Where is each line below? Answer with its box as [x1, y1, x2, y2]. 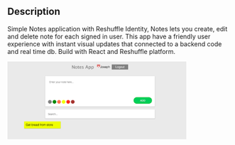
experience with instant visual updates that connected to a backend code [7, 39, 222, 48]
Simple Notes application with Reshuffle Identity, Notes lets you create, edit [7, 24, 228, 33]
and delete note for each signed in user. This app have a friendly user [7, 32, 211, 41]
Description [7, 6, 60, 18]
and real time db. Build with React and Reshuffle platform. [7, 47, 176, 55]
